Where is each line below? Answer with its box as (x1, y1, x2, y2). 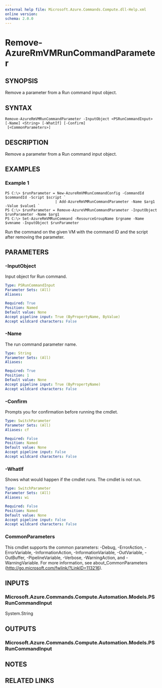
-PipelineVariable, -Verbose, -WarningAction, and (26, 555, 125, 560)
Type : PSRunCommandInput (5, 283, 55, 288)
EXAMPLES (5, 165, 40, 174)
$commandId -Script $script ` (5, 195, 66, 200)
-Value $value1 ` (5, 203, 40, 208)
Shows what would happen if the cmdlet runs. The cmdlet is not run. (5, 477, 142, 482)
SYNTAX (5, 104, 32, 112)
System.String (5, 610, 33, 616)
